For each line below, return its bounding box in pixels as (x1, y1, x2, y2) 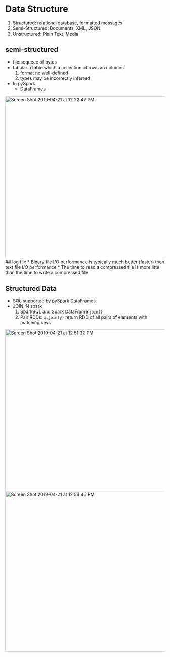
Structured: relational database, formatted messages (12, 20, 123, 26)
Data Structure (5, 3, 68, 15)
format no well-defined (20, 70, 68, 76)
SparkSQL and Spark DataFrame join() (20, 308, 103, 315)
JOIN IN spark (12, 303, 42, 309)
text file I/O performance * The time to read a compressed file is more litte (5, 264, 160, 270)
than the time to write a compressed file (5, 269, 89, 275)
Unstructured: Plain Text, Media (12, 30, 79, 37)
